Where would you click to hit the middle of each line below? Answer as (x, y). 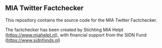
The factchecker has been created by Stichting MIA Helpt (64, 30)
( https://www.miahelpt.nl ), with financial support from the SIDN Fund (76, 35)
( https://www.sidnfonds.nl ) (33, 40)
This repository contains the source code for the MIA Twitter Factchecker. (81, 20)
